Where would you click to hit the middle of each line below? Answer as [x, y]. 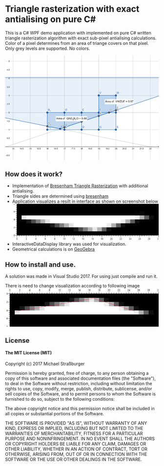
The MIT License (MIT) [29, 353]
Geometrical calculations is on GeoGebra [53, 249]
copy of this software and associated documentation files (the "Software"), [81, 378]
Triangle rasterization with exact [72, 9]
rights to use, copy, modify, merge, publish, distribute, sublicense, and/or [79, 388]
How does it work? [34, 174]
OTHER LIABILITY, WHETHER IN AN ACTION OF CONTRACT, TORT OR [76, 449]
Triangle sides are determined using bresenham [60, 196]
